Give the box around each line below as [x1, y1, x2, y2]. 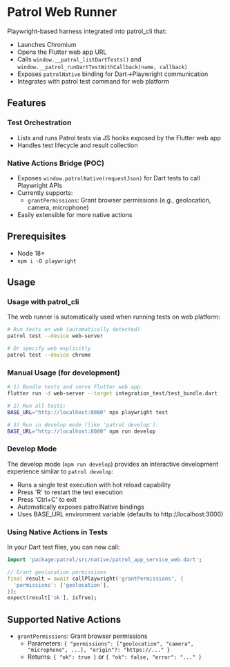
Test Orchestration [7, 118, 72, 128]
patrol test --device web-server [7, 332, 104, 339]
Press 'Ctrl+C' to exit [17, 495, 77, 503]
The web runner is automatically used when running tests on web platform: [7, 312, 221, 321]
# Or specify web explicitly [7, 345, 91, 353]
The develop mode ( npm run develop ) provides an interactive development [7, 460, 219, 468]
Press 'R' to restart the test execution [17, 488, 123, 496]
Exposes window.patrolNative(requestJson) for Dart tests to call [17, 173, 200, 182]
